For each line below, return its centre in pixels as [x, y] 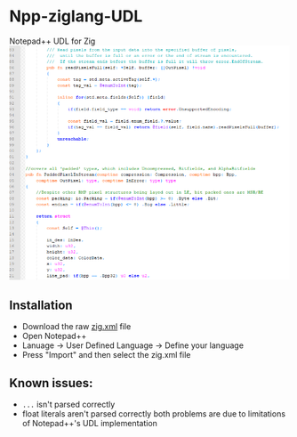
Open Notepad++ [54, 336]
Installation [41, 305]
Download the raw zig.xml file [76, 327]
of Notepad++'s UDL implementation [90, 423]
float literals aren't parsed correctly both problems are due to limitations [154, 413]
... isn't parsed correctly [68, 404]
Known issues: [51, 383]
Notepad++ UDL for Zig [52, 41]
